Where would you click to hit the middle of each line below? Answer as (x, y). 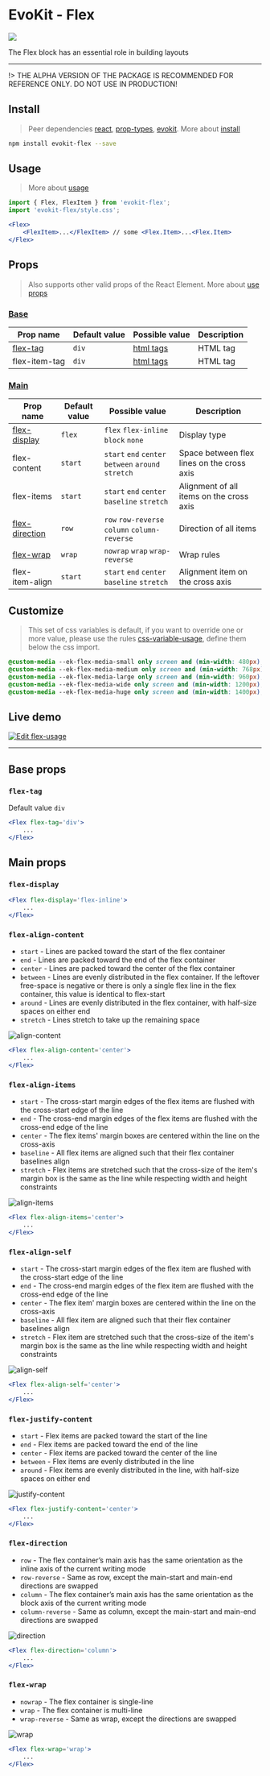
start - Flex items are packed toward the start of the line (114, 1435)
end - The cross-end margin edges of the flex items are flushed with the (139, 1118)
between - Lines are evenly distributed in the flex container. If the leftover (139, 977)
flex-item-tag (39, 361)
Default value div (37, 807)
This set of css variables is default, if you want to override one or (135, 630)
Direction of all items (218, 529)
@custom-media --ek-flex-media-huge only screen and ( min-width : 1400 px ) (135, 692)
